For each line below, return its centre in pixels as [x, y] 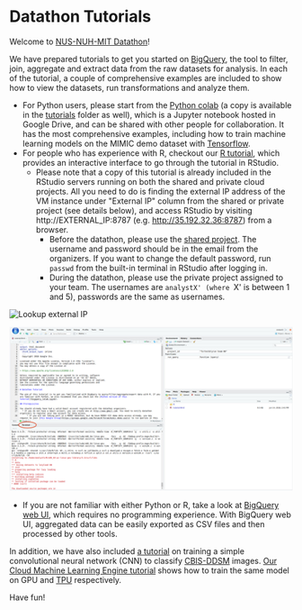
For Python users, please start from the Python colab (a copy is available [157, 105]
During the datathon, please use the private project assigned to [166, 278]
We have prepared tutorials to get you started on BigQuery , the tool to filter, [149, 59]
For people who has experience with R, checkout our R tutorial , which [151, 153]
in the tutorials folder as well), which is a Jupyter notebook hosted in [149, 114]
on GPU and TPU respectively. [66, 580]
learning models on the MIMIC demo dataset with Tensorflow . [136, 143]
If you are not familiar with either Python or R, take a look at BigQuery [151, 505]
